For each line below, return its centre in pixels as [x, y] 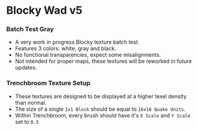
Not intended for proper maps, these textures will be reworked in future [103, 61]
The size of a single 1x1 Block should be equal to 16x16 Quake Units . [100, 109]
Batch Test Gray [30, 29]
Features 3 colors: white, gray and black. [65, 49]
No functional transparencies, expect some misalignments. [88, 55]
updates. [26, 68]
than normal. [31, 102]
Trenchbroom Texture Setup [48, 83]
